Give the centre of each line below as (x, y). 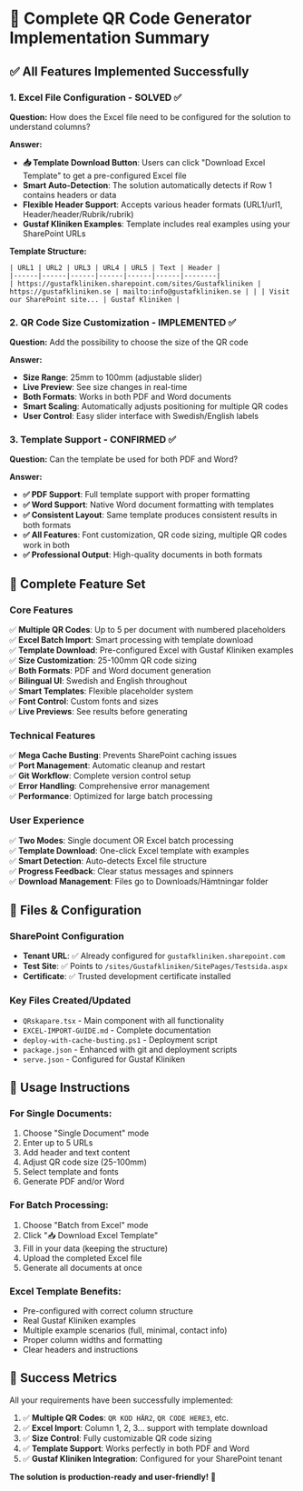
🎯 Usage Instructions (70, 1088)
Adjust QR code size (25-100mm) (85, 1162)
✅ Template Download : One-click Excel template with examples (129, 850)
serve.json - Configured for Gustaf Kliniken (104, 1059)
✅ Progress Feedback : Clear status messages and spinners (122, 871)
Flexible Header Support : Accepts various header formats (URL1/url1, (152, 205)
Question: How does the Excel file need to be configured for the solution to (150, 116)
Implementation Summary (110, 38)
